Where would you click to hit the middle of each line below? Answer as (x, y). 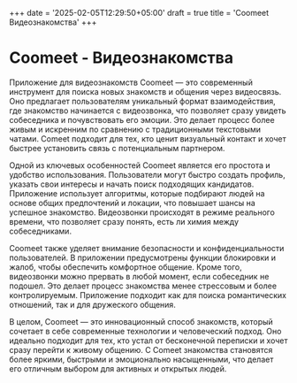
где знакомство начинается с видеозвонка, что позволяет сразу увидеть (148, 111)
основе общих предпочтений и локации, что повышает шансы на (133, 203)
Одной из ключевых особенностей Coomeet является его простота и (140, 165)
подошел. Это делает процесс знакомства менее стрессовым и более (143, 286)
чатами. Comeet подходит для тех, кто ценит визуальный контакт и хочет (148, 138)
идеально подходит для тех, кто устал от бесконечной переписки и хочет (148, 341)
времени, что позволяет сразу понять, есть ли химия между (124, 221)
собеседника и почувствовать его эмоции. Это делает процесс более (142, 119)
